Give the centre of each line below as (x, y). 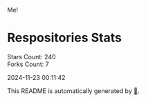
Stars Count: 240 (32, 57)
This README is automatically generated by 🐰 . (73, 91)
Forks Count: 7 (28, 64)
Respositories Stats (65, 38)
